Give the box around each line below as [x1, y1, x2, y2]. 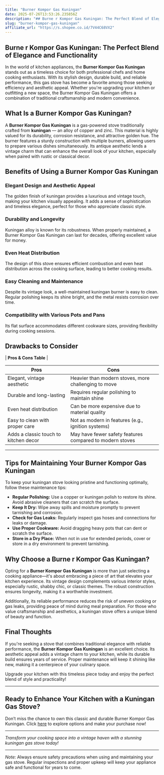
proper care [7, 423, 35, 430]
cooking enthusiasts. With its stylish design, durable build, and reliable [5, 74, 146, 80]
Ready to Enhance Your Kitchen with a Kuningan [5, 695, 155, 703]
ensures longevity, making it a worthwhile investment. [5, 589, 113, 595]
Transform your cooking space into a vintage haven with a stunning [5, 734, 142, 740]
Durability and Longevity [5, 216, 65, 223]
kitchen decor [7, 437, 40, 444]
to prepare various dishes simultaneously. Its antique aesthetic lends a [5, 143, 147, 149]
